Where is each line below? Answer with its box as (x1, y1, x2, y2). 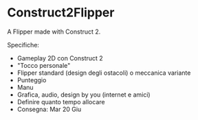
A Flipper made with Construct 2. (7, 27, 101, 36)
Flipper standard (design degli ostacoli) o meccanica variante (16, 69, 191, 77)
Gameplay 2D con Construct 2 (16, 53, 103, 62)
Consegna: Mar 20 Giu (16, 105, 82, 113)
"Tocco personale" (16, 61, 71, 69)
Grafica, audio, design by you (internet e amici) (16, 91, 151, 99)
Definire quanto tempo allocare (16, 97, 105, 106)
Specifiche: (7, 40, 40, 49)
